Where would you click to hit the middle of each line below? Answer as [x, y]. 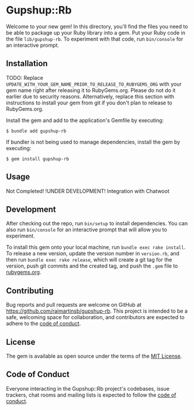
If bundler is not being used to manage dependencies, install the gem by [93, 142]
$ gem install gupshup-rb [37, 159]
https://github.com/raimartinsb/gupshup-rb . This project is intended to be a [97, 311]
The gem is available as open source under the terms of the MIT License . [94, 356]
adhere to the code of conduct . [44, 324]
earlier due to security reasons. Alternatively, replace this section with [90, 96]
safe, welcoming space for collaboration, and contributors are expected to [96, 317]
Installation [27, 64]
